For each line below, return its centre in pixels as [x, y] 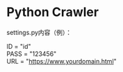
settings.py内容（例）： [39, 32]
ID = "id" [19, 46]
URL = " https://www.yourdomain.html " [62, 61]
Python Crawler [52, 12]
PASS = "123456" [32, 54]
